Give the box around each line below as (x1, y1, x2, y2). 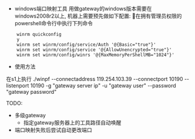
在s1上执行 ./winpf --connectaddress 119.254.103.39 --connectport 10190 (6, 76, 183, 82)
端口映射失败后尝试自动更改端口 (14, 127, 92, 133)
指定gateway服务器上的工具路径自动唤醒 (23, 119, 122, 126)
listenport (6, 82, 29, 89)
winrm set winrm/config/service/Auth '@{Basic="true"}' (16, 42, 157, 48)
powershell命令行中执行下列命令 (14, 20, 93, 26)
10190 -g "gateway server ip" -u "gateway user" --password (30, 82, 176, 89)
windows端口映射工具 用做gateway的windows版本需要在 (14, 5, 152, 12)
